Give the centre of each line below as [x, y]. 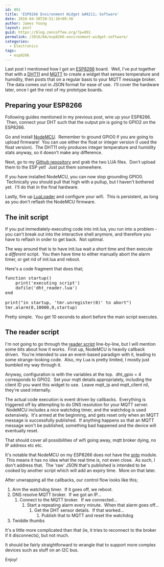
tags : [11, 50]
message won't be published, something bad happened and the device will [81, 425]
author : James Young [26, 23]
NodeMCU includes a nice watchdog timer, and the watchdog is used [76, 410]
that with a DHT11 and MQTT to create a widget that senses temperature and [82, 74]
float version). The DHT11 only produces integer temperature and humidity [81, 147]
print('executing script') [48, 283]
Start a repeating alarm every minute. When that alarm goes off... [93, 505]
